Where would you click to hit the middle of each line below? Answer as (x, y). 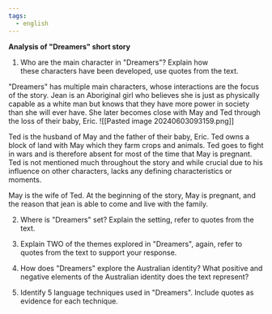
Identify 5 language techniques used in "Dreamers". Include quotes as (137, 292)
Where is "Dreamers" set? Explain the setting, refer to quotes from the (137, 219)
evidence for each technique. (69, 301)
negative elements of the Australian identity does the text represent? (134, 277)
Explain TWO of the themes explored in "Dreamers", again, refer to (131, 244)
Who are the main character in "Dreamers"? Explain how (114, 62)
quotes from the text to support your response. (98, 252)
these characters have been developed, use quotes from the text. (129, 70)
